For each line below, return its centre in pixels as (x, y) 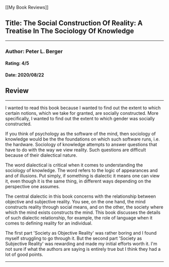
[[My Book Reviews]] (27, 7)
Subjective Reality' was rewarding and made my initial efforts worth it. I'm (81, 243)
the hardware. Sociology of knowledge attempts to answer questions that (81, 144)
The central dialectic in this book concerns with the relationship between (80, 196)
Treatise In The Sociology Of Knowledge (70, 31)
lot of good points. (24, 254)
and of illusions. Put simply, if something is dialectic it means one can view (82, 175)
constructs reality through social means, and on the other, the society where (84, 207)
